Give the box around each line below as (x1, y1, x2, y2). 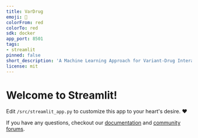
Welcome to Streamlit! (6, 89, 118, 102)
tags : (6, 42, 19, 48)
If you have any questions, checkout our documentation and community (6, 119, 181, 126)
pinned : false (6, 52, 41, 58)
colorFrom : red (6, 19, 44, 25)
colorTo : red (6, 25, 38, 31)
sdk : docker (6, 31, 35, 36)
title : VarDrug (6, 8, 44, 15)
